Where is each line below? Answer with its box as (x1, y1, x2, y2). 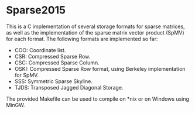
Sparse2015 (6, 4, 66, 17)
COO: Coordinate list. (14, 46, 66, 53)
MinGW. (6, 101, 25, 108)
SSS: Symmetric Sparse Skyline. (14, 77, 93, 85)
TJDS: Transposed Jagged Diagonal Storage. (14, 84, 124, 91)
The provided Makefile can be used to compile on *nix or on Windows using (6, 95, 189, 102)
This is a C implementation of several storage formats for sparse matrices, (6, 23, 186, 30)
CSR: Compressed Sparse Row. (14, 53, 91, 60)
